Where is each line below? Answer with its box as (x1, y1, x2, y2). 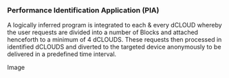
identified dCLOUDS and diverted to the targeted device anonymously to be (7, 43, 221, 51)
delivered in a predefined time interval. (7, 50, 117, 58)
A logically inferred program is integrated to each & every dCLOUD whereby (7, 21, 222, 29)
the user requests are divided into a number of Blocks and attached (7, 28, 198, 36)
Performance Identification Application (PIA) (7, 5, 160, 15)
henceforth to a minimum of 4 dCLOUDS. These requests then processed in (7, 36, 222, 44)
